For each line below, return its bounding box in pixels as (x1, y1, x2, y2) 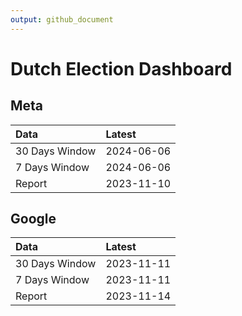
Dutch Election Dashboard (10, 57, 233, 80)
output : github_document (10, 14, 114, 25)
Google (10, 211, 57, 228)
